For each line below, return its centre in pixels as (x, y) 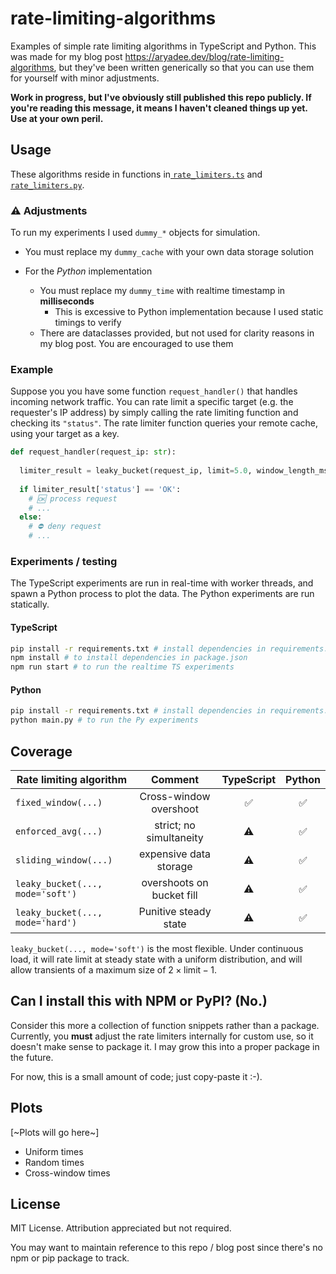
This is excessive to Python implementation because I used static (189, 312)
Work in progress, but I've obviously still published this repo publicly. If (161, 97)
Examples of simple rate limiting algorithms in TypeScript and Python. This (163, 46)
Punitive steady (175, 911)
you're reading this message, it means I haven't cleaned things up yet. (159, 108)
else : (31, 517)
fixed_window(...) (59, 802)
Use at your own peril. (57, 118)
